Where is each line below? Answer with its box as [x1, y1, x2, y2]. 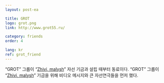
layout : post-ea [5, 7, 39, 12]
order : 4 [5, 39, 23, 44]
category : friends [5, 34, 43, 39]
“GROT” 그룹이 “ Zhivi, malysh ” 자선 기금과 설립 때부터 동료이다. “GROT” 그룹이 [5, 66, 160, 72]
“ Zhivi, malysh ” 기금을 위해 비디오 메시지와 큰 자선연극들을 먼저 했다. [5, 72, 138, 78]
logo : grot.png [5, 21, 37, 26]
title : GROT [5, 16, 30, 21]
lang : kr [5, 48, 23, 53]
